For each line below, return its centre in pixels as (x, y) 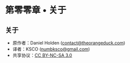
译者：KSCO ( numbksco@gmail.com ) (51, 49)
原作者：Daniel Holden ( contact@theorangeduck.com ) (69, 43)
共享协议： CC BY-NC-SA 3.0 (42, 55)
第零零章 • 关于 (36, 10)
